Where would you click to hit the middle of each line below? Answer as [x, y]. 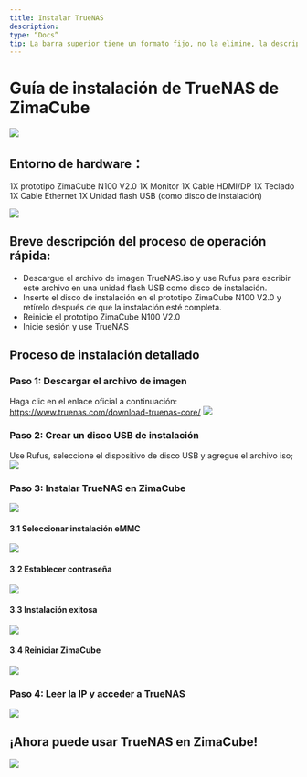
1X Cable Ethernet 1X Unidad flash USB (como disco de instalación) [136, 196]
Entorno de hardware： [77, 164]
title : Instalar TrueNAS [57, 18]
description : [34, 26]
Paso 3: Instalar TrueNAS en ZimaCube [98, 488]
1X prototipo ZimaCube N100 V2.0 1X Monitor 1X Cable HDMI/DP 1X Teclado [152, 186]
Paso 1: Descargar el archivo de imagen [98, 382]
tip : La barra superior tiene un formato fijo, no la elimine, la [138, 43]
